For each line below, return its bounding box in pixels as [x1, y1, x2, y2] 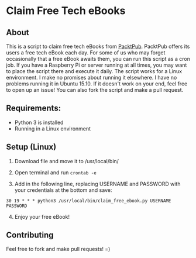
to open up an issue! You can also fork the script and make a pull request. [6, 87, 184, 93]
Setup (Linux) [6, 142, 57, 152]
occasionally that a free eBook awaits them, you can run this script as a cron [6, 56, 190, 62]
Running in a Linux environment [14, 125, 91, 132]
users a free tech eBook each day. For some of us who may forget [6, 49, 166, 56]
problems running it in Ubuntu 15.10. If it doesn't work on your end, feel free [6, 80, 188, 87]
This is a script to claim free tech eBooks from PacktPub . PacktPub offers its [6, 43, 190, 50]
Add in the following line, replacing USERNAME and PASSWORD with [14, 180, 181, 187]
